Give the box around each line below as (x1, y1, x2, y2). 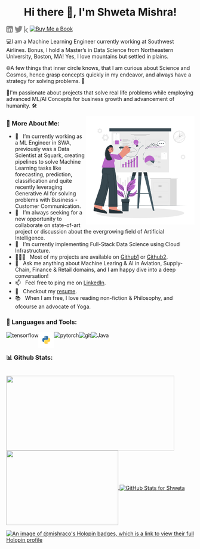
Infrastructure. (14, 247, 51, 254)
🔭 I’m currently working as (14, 133, 82, 140)
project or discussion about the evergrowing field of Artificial (14, 228, 165, 235)
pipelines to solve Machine (14, 158, 81, 165)
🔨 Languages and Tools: (6, 318, 78, 326)
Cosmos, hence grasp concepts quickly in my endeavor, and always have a (6, 71, 192, 78)
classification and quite (14, 177, 72, 185)
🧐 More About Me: (6, 119, 60, 128)
